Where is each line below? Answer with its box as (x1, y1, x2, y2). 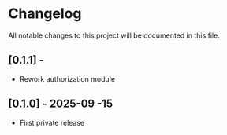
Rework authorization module (19, 74, 116, 83)
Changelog (8, 5, 82, 23)
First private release (19, 118, 85, 127)
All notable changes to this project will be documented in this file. (8, 31, 221, 40)
